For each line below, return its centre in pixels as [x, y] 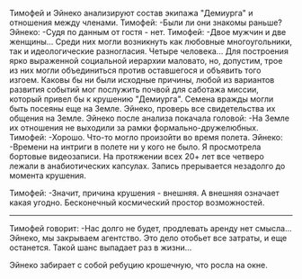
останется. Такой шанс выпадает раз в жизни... [101, 247]
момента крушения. [48, 175]
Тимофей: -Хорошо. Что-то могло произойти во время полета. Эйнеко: [146, 137]
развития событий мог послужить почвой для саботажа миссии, [134, 90]
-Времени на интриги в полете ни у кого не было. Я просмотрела [135, 147]
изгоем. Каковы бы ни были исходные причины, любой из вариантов [142, 80]
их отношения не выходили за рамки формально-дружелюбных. [134, 128]
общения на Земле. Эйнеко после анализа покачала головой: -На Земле [150, 118]
